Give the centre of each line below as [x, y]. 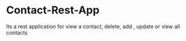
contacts [17, 32]
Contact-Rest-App [53, 10]
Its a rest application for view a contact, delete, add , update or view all [93, 26]
